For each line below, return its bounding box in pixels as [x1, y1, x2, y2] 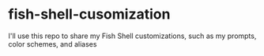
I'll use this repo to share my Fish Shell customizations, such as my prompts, [8, 31, 257, 40]
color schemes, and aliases [8, 39, 97, 48]
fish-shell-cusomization [8, 5, 171, 23]
